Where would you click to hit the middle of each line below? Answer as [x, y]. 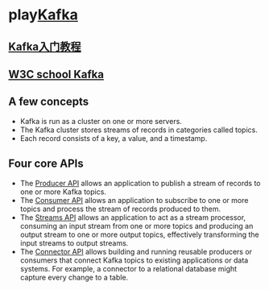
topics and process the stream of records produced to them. [120, 209]
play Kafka [43, 15]
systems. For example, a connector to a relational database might [128, 268]
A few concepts [49, 102]
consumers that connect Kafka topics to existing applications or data [134, 260]
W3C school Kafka [56, 74]
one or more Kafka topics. [63, 192]
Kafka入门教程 [45, 46]
